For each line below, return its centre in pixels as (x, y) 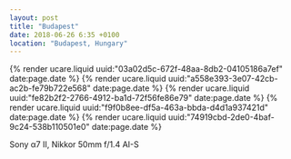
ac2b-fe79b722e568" (50, 88)
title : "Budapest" (44, 26)
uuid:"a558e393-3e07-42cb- (223, 79)
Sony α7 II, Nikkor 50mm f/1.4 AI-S (74, 144)
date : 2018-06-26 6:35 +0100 (65, 35)
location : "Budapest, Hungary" (69, 43)
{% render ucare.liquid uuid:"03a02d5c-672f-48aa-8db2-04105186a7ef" (146, 69)
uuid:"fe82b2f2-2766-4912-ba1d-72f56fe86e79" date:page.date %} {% (144, 98)
